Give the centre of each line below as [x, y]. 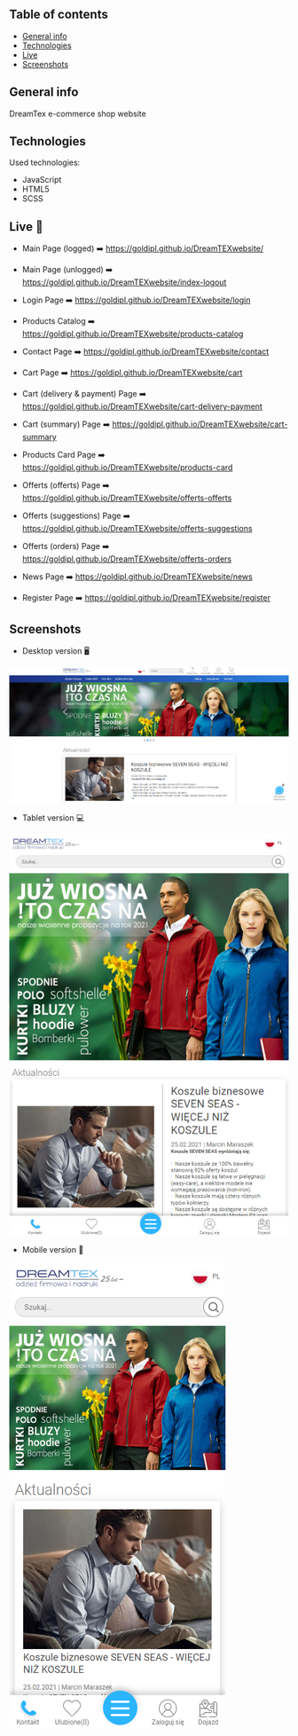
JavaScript [42, 180]
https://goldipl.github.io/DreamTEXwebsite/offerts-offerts [127, 498]
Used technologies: [45, 162]
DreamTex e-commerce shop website [78, 114]
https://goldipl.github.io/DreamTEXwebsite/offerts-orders [127, 559]
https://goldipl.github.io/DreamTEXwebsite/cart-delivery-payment [142, 406]
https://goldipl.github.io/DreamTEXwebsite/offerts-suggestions [137, 529]
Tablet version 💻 [53, 817]
